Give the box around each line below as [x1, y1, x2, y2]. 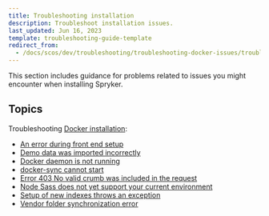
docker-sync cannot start [19, 165, 104, 174]
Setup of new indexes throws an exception [19, 190, 161, 200]
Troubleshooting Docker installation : [8, 123, 128, 133]
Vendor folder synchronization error [19, 198, 139, 208]
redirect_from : [8, 42, 59, 50]
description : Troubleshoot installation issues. [8, 19, 174, 27]
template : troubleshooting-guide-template [8, 34, 152, 42]
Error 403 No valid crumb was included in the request [19, 173, 198, 182]
